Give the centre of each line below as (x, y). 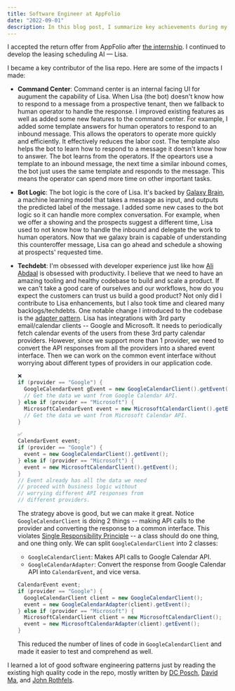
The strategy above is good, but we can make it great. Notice (106, 513)
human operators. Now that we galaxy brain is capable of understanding (122, 237)
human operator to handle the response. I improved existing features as (121, 112)
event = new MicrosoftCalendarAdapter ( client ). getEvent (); (112, 624)
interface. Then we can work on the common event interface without (116, 355)
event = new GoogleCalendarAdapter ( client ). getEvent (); (107, 604)
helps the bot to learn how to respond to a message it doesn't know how (122, 149)
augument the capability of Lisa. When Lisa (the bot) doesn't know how (121, 96)
